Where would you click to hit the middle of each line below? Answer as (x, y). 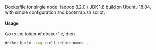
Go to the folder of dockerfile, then (40, 34)
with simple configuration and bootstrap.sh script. (55, 12)
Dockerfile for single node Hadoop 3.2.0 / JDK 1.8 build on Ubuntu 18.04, (78, 7)
